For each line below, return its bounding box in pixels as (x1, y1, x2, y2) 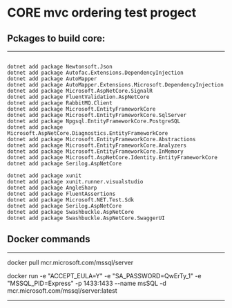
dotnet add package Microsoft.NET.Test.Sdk (7, 197, 135, 203)
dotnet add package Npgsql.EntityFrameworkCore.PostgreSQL (7, 118, 181, 125)
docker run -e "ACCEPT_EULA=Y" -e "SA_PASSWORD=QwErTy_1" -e (7, 271, 202, 280)
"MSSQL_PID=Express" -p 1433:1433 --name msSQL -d (7, 279, 167, 287)
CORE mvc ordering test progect (7, 5, 197, 21)
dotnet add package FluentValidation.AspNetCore (7, 93, 150, 100)
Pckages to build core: (7, 33, 106, 44)
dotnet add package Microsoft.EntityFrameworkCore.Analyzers (7, 142, 187, 149)
